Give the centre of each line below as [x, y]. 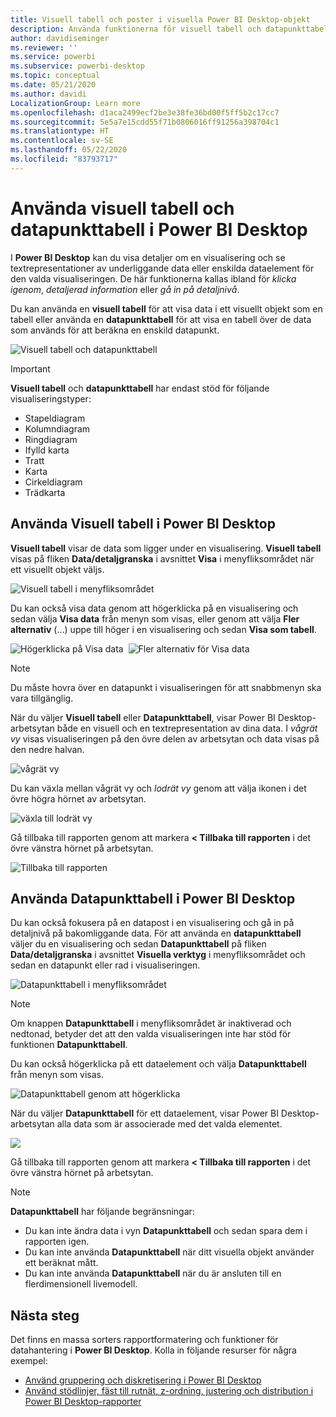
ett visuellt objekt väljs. [57, 569]
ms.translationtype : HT [60, 131]
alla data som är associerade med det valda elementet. [169, 1124]
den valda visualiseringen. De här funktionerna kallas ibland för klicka [153, 278]
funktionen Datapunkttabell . [69, 1045]
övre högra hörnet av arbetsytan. [78, 798]
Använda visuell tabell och [122, 208]
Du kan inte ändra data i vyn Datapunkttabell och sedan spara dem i [166, 1231]
